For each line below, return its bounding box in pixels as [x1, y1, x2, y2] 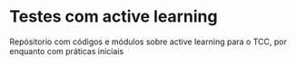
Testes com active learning [9, 6, 218, 27]
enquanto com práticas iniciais [9, 45, 124, 56]
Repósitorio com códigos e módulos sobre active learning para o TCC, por [9, 36, 288, 47]
